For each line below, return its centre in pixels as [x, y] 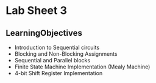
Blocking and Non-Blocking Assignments [66, 54]
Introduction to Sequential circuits [57, 47]
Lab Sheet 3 [37, 11]
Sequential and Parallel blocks [52, 60]
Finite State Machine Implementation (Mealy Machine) [82, 67]
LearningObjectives [44, 33]
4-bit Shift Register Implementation [58, 73]
